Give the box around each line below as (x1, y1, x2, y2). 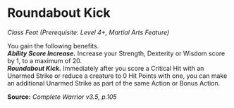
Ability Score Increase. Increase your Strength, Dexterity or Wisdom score (7, 49, 226, 58)
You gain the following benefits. (7, 41, 99, 50)
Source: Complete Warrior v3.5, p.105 (7, 93, 118, 101)
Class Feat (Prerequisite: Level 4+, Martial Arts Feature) (7, 28, 170, 36)
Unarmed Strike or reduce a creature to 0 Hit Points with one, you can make (7, 72, 228, 80)
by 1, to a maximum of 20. (7, 56, 82, 65)
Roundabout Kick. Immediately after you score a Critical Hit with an (7, 64, 204, 72)
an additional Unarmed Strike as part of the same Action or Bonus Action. (7, 79, 221, 87)
